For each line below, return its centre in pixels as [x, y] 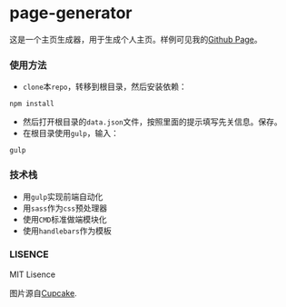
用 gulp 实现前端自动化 [63, 196]
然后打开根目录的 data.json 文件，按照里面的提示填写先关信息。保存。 [153, 122]
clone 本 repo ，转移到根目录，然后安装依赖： [105, 87]
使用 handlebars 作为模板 [67, 231]
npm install [32, 104]
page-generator [71, 13]
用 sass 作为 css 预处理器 [64, 208]
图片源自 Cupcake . [43, 292]
